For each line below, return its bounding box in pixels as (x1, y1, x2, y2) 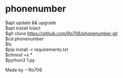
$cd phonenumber (5, 36, 44, 42)
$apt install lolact (5, 25, 41, 31)
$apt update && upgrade (5, 20, 56, 26)
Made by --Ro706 (5, 66, 42, 73)
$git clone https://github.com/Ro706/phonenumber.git (5, 30, 118, 36)
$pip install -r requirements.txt (5, 46, 69, 52)
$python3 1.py (5, 57, 35, 63)
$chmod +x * (5, 51, 33, 58)
